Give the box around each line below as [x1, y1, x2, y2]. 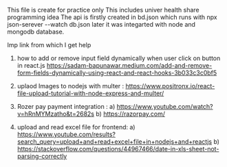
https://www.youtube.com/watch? [116, 103, 213, 110]
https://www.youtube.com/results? [17, 130, 116, 138]
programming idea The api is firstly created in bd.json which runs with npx [7, 13, 218, 21]
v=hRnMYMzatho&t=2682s [17, 110, 95, 118]
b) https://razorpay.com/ [96, 110, 166, 118]
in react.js [17, 62, 45, 69]
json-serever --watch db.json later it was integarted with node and [7, 21, 196, 28]
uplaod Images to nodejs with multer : [17, 82, 125, 90]
